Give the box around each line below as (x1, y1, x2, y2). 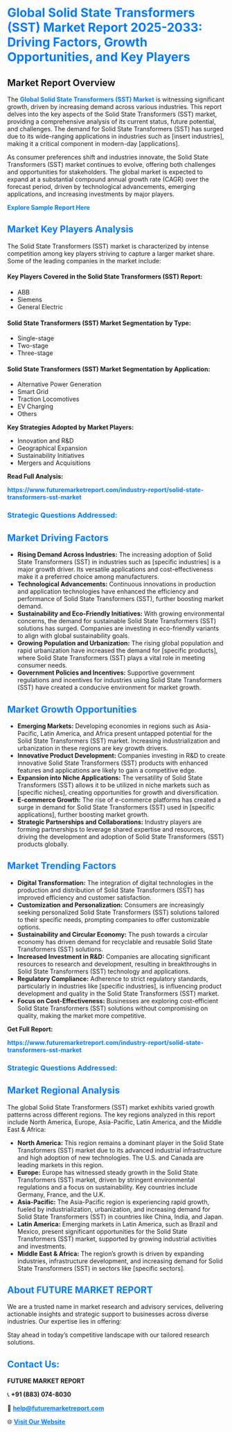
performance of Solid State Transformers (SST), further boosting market (17, 595, 224, 603)
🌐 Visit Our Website (7, 1417, 66, 1426)
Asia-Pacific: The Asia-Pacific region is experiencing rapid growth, (17, 1197, 210, 1206)
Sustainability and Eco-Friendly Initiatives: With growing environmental (17, 609, 225, 618)
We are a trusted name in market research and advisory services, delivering (7, 1303, 224, 1311)
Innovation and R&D (17, 436, 74, 445)
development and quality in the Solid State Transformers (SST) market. (17, 989, 220, 998)
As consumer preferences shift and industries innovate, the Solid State (7, 153, 209, 161)
